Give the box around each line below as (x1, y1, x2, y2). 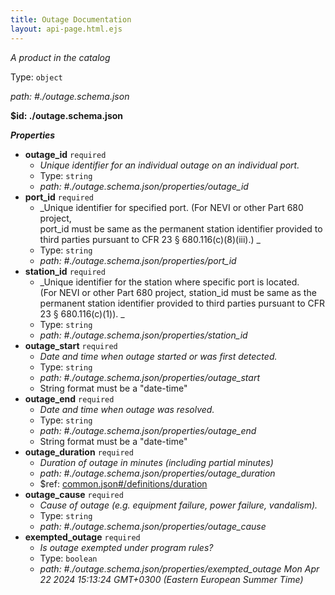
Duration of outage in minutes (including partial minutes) (39, 456, 274, 468)
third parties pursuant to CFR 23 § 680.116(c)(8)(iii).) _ (39, 233, 261, 245)
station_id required (24, 265, 106, 277)
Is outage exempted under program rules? (39, 541, 214, 553)
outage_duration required (24, 446, 134, 458)
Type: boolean (39, 552, 98, 564)
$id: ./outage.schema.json (10, 109, 124, 121)
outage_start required (24, 339, 118, 351)
